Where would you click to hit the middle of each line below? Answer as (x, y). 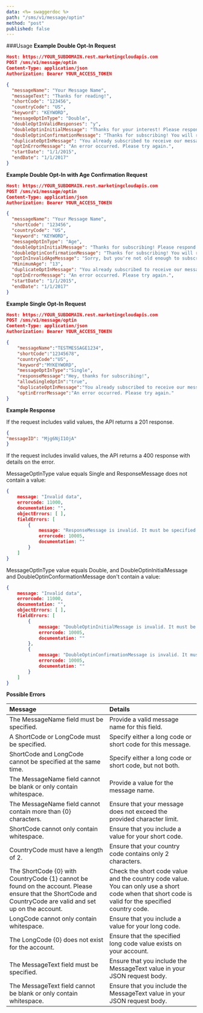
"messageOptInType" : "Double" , (51, 118)
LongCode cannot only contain (53, 919)
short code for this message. (150, 744)
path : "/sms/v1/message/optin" (46, 18)
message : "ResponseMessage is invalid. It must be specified (117, 531)
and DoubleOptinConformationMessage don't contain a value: (83, 577)
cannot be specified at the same (55, 762)
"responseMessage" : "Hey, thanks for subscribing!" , (83, 376)
